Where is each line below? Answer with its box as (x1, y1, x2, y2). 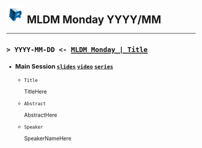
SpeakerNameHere (23, 135, 72, 142)
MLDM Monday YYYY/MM (26, 13, 161, 27)
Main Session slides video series (14, 62, 114, 71)
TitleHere (23, 88, 47, 95)
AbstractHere (23, 111, 58, 118)
